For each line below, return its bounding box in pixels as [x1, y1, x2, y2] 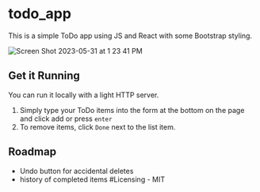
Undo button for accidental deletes [19, 166, 134, 175]
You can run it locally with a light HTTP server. [8, 90, 159, 100]
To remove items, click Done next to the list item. [19, 122, 176, 131]
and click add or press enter [19, 114, 113, 123]
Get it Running [8, 69, 81, 83]
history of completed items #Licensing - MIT [19, 175, 165, 184]
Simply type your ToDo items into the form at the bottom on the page [19, 105, 245, 115]
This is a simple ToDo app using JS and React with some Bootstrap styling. [8, 31, 252, 40]
